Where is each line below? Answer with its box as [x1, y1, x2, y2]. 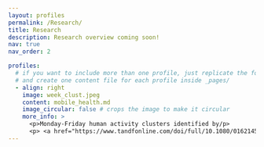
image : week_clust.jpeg [22, 91, 101, 99]
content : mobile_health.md [22, 99, 111, 106]
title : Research [8, 26, 61, 34]
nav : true [8, 41, 41, 48]
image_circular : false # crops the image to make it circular [22, 106, 230, 113]
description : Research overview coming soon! [8, 33, 159, 41]
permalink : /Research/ [8, 19, 82, 27]
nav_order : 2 [8, 48, 51, 56]
